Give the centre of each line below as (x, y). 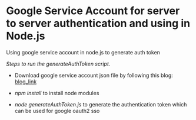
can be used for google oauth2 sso (57, 111)
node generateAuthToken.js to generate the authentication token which (101, 104)
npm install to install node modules (57, 93)
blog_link (26, 82)
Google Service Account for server (93, 11)
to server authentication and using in (98, 23)
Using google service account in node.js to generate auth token (83, 52)
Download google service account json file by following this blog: (94, 75)
